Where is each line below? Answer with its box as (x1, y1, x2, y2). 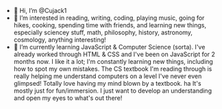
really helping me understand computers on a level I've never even (13, 72, 202, 80)
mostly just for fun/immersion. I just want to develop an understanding (13, 86, 212, 95)
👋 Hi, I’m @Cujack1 (13, 7, 67, 14)
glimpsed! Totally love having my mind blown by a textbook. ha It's (13, 80, 201, 87)
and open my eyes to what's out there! (13, 94, 123, 102)
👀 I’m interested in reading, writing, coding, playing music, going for (13, 14, 205, 22)
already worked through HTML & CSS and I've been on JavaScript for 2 (13, 50, 216, 58)
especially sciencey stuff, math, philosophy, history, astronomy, (13, 28, 193, 36)
